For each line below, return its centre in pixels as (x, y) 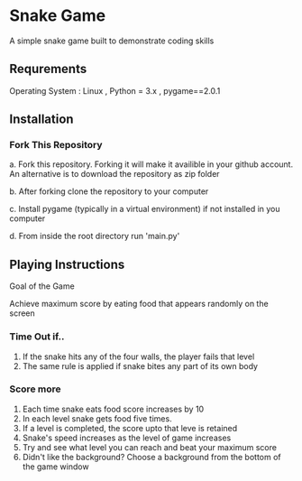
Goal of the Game (42, 286)
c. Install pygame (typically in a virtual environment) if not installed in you (145, 209)
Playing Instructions (67, 264)
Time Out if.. (37, 337)
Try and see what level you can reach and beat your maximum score (150, 447)
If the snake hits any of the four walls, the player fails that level (138, 356)
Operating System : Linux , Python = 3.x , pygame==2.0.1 (115, 90)
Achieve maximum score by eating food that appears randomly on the (139, 304)
